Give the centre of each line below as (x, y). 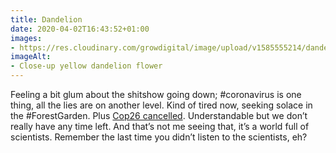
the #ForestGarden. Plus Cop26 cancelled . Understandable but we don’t (159, 115)
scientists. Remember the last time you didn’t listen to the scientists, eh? (159, 137)
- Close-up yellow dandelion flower (86, 66)
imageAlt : (31, 57)
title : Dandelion (46, 19)
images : (26, 38)
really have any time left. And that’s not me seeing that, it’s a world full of (160, 126)
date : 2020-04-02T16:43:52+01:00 (80, 29)
